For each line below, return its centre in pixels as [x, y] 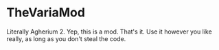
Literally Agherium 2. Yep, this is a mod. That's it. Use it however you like [109, 32]
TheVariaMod [46, 13]
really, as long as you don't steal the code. [66, 38]
